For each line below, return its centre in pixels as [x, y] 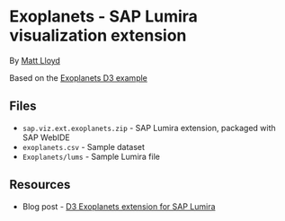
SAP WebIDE [46, 137]
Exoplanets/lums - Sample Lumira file [91, 156]
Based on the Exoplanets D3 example [79, 77]
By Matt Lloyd [35, 60]
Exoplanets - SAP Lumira [103, 17]
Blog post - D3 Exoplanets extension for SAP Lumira [119, 206]
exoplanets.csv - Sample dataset [84, 146]
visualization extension [98, 35]
